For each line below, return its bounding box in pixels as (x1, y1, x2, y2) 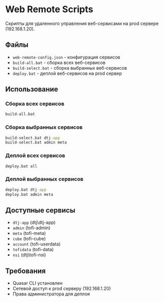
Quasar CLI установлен (12, 280, 62, 286)
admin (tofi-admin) (12, 225, 51, 231)
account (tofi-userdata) (12, 241, 61, 247)
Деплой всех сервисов (5, 152, 65, 159)
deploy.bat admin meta (5, 192, 53, 197)
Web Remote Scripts (5, 4, 93, 15)
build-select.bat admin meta (5, 140, 67, 145)
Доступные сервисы (5, 206, 76, 215)
